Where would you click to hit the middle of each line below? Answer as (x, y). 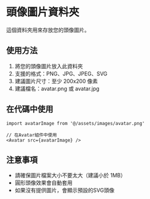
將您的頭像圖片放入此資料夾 (49, 66)
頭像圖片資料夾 (43, 12)
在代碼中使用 (30, 109)
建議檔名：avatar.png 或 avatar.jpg (57, 88)
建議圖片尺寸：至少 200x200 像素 (56, 81)
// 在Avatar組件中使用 (32, 135)
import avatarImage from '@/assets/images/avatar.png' (76, 123)
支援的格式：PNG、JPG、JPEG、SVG (61, 74)
